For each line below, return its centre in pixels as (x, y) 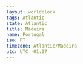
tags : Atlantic (25, 18)
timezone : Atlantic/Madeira (42, 46)
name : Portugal (25, 35)
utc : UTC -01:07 (27, 52)
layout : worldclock (31, 12)
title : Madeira (25, 29)
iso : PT (16, 40)
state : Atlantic (27, 23)
